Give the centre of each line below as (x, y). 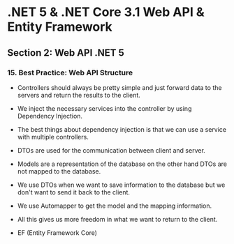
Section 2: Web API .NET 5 (66, 53)
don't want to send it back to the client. (74, 192)
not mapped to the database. (59, 171)
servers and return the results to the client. (79, 95)
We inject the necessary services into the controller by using (104, 108)
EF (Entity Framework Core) (57, 232)
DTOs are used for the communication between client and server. (111, 150)
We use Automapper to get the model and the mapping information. (115, 206)
